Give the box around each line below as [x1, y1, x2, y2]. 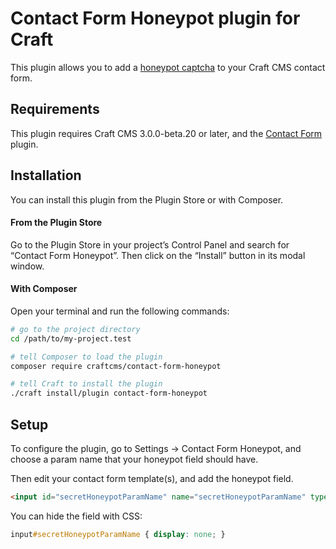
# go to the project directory [10, 324, 141, 334]
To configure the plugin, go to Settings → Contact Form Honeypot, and [10, 443, 302, 455]
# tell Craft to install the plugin [10, 379, 163, 389]
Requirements [10, 101, 100, 118]
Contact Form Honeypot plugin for [10, 7, 301, 30]
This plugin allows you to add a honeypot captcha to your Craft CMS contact [10, 61, 326, 73]
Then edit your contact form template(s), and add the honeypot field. [10, 473, 294, 485]
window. [10, 260, 45, 272]
